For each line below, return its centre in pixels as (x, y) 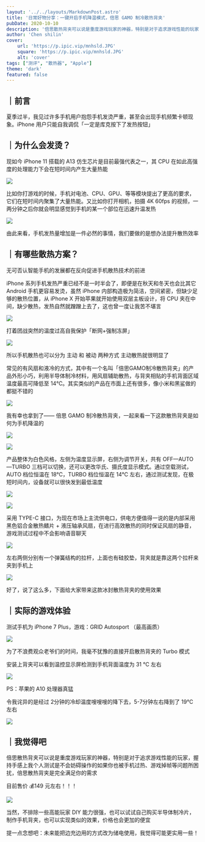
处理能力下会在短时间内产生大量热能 (62, 169)
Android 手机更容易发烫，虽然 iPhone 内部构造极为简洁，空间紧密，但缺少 (99, 290)
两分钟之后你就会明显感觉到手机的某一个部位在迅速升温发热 (81, 209)
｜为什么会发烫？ (38, 145)
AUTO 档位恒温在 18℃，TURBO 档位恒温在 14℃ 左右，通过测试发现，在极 (100, 474)
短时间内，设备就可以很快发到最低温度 (54, 482)
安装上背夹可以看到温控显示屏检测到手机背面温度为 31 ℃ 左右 (84, 664)
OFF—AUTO (178, 459)
